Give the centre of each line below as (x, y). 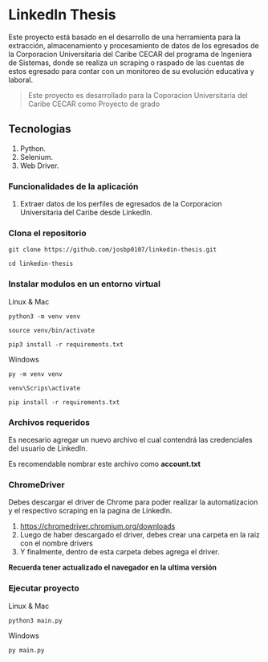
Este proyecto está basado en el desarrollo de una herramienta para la (124, 37)
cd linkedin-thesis (41, 264)
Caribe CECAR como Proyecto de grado (94, 104)
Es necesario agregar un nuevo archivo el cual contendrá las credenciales (130, 439)
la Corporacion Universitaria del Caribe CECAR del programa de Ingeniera (130, 54)
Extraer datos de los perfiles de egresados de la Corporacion (121, 204)
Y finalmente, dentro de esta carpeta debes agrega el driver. (120, 552)
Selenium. (37, 157)
